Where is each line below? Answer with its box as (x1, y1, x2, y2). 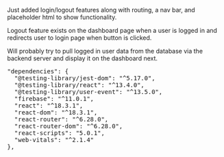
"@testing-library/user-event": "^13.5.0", (14, 88, 163, 95)
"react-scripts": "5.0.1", (14, 130, 105, 136)
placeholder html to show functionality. (7, 13, 117, 21)
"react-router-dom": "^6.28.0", (14, 123, 123, 130)
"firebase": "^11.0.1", (14, 95, 95, 102)
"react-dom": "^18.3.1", (14, 109, 98, 116)
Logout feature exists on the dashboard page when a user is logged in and (7, 27, 218, 34)
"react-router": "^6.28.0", (14, 116, 109, 123)
